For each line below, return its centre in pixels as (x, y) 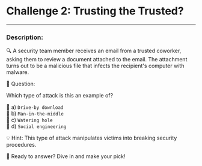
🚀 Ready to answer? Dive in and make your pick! (66, 156)
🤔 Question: (21, 84)
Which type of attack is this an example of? (60, 96)
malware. (18, 72)
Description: (25, 37)
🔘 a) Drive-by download (35, 107)
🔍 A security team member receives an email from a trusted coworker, (94, 51)
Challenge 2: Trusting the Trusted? (95, 11)
